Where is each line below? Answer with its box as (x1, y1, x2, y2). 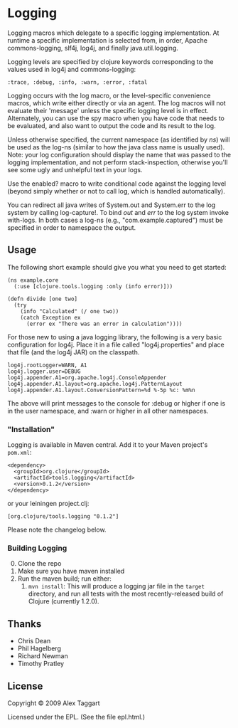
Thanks (7, 618, 42, 630)
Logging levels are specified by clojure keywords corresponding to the (7, 57, 214, 65)
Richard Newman (17, 652, 69, 660)
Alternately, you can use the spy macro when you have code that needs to (7, 114, 225, 122)
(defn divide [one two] (7, 295, 78, 302)
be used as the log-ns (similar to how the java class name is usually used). (7, 142, 225, 151)
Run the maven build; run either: (17, 574, 112, 583)
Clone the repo (17, 559, 62, 568)
